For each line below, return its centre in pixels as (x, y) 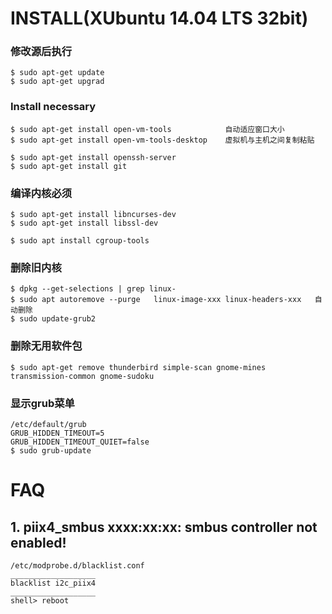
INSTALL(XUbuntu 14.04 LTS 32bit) (159, 18)
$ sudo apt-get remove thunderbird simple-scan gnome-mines (138, 367)
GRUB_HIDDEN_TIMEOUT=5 (57, 433)
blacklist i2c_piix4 (53, 583)
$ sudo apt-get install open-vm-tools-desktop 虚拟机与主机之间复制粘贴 (162, 140)
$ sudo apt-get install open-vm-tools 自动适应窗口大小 (147, 129)
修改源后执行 (41, 52)
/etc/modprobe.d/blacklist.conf (77, 565)
